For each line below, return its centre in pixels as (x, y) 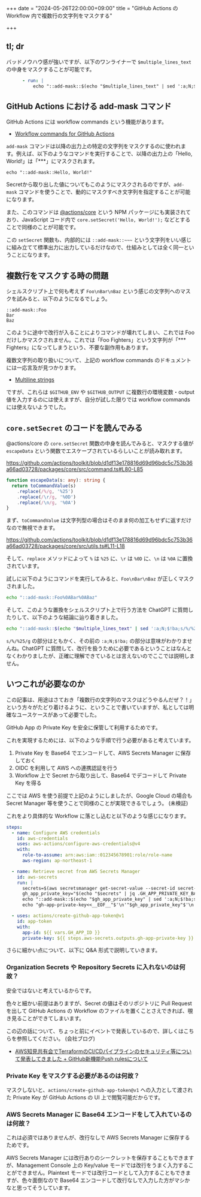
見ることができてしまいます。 (48, 1018)
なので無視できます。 (32, 528)
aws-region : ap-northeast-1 (57, 861)
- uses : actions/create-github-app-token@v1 (68, 916)
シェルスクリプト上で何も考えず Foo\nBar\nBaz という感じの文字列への (93, 291)
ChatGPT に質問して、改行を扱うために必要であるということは (99, 648)
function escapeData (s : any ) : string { (56, 480)
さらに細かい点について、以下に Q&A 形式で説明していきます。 (83, 950)
